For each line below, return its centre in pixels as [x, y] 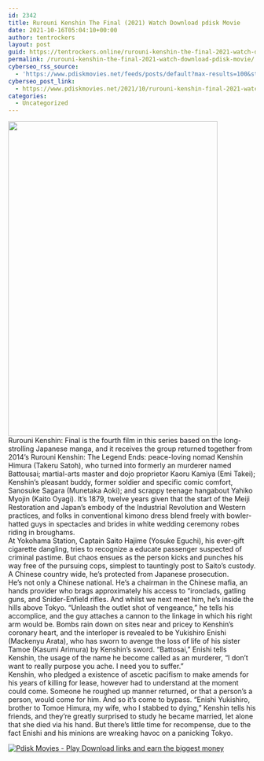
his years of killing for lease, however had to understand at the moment [123, 683]
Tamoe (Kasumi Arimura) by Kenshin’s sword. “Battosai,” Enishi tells [117, 649]
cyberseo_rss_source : [44, 67]
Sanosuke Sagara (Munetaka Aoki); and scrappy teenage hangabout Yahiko [130, 491]
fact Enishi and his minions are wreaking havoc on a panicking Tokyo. [121, 733]
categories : [27, 96]
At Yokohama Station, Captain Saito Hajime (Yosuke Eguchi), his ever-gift [126, 541]
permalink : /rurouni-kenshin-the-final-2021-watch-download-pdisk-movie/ [132, 60]
